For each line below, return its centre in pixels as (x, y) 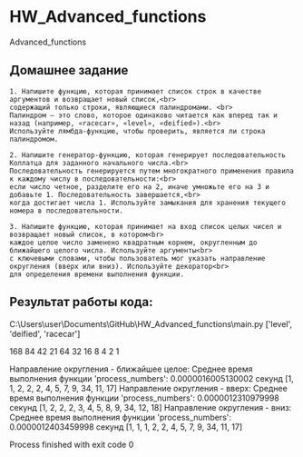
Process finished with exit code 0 (72, 444)
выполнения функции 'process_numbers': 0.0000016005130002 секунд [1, (151, 378)
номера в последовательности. (67, 211)
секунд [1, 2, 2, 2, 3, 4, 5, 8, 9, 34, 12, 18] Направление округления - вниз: (151, 407)
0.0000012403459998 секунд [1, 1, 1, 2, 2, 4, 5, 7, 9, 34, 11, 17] (126, 427)
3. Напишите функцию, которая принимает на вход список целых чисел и (146, 226)
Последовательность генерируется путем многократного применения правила (152, 171)
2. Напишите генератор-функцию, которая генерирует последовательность (147, 155)
